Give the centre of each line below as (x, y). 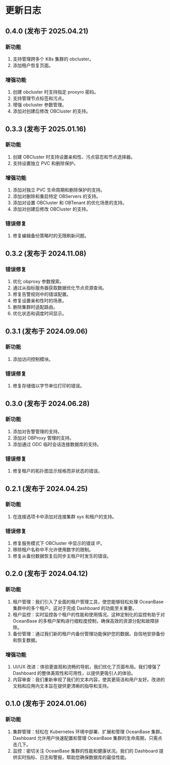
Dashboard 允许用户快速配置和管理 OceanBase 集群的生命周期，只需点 (87, 738)
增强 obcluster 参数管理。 (40, 105)
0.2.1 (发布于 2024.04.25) (46, 489)
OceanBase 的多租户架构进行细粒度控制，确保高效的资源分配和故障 (83, 621)
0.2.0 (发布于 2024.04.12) (47, 574)
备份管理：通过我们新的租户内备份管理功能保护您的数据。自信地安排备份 (89, 633)
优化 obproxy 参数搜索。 (38, 282)
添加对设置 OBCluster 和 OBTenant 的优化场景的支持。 (70, 203)
